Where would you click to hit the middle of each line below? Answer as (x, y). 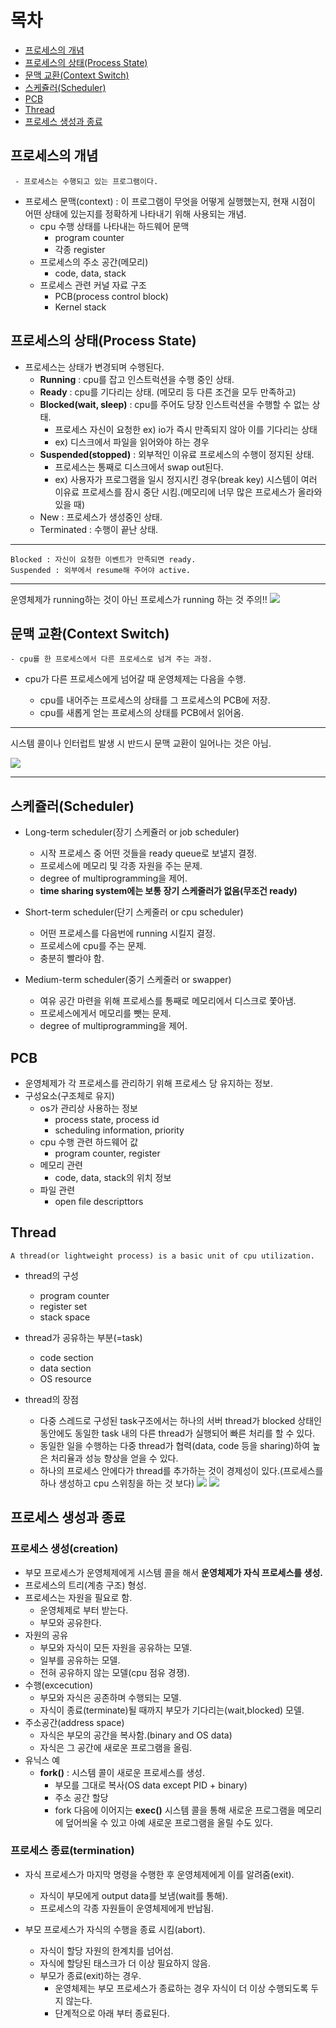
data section (65, 1368)
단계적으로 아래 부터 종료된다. (112, 2013)
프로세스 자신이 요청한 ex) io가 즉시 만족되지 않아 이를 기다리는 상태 (186, 429)
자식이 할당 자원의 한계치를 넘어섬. (106, 1950)
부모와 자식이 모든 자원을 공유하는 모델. (116, 1647)
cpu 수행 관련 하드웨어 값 (89, 1142)
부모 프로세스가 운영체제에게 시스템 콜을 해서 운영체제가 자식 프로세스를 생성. (173, 1572)
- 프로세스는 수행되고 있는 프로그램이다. (86, 181)
